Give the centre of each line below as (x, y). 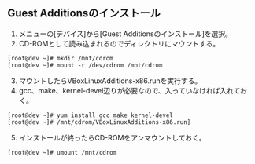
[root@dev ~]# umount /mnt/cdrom (62, 152)
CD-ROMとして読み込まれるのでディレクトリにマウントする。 (119, 43)
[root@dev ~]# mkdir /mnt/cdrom (60, 58)
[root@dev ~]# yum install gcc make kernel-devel (91, 115)
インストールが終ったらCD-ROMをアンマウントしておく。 (112, 137)
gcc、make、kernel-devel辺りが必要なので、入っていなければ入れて (129, 90)
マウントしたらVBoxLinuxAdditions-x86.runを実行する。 (110, 81)
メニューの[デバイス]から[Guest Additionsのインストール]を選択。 (126, 34)
